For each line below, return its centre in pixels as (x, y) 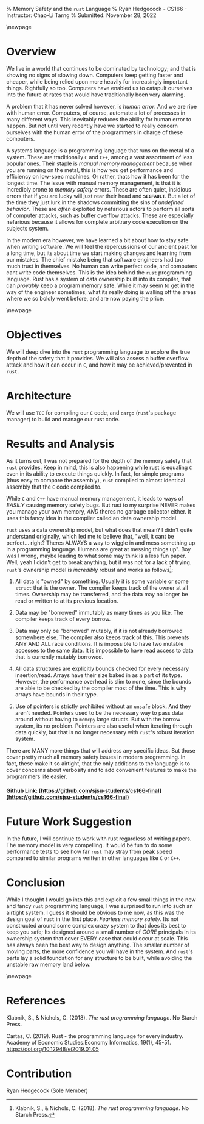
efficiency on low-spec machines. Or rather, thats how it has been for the (98, 176)
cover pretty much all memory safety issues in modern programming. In (96, 757)
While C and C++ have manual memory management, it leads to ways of (95, 498)
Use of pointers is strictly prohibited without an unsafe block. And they (103, 706)
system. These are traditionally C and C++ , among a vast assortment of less (100, 157)
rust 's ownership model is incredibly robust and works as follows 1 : (90, 569)
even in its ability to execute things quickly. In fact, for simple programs (95, 474)
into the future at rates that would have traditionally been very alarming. (96, 95)
